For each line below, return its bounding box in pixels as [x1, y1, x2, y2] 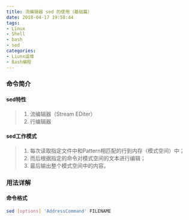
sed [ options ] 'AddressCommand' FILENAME [6, 208, 112, 214]
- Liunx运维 [6, 53, 34, 59]
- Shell [6, 31, 26, 37]
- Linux [6, 25, 26, 32]
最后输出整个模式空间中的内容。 [29, 162, 109, 169]
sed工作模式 [6, 132, 37, 140]
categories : [6, 48, 36, 54]
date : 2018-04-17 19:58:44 [6, 14, 74, 20]
